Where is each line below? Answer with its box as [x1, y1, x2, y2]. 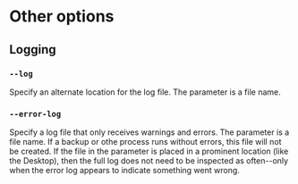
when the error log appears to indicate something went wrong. [9, 165, 240, 176]
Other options [9, 6, 115, 27]
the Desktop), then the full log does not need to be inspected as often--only [9, 155, 289, 166]
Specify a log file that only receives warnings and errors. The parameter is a [9, 127, 290, 138]
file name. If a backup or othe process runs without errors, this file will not [9, 137, 282, 147]
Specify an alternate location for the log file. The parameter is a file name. [9, 87, 282, 97]
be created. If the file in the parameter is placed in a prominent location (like [9, 146, 289, 157]
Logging [9, 42, 56, 57]
